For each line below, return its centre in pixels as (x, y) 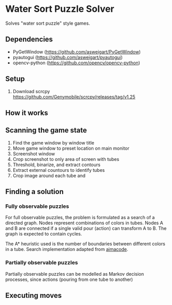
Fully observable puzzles (37, 206)
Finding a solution (35, 192)
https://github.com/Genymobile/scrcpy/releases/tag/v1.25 (74, 97)
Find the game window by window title (53, 142)
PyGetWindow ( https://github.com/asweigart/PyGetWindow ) (77, 51)
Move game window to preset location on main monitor (71, 148)
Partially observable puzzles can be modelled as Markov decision (75, 274)
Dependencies (29, 39)
